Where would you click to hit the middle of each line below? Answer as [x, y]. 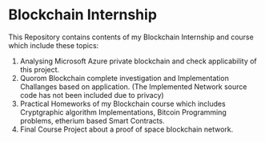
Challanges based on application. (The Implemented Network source [133, 87]
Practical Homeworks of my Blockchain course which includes [122, 103]
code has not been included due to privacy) [92, 95]
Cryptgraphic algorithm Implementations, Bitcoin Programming [123, 112]
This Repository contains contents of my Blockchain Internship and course [131, 37]
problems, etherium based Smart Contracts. [92, 120]
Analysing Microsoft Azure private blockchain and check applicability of [139, 61]
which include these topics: [54, 45]
